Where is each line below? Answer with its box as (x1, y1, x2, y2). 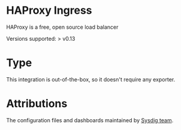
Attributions (6, 97, 68, 111)
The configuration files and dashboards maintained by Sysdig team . (6, 116, 174, 123)
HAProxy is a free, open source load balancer (6, 23, 119, 31)
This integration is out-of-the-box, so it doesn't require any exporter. (6, 75, 176, 83)
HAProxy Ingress (6, 4, 92, 17)
